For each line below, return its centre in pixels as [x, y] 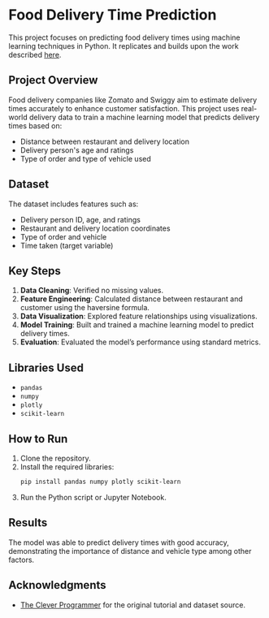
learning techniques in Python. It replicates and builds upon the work [124, 45]
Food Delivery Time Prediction [113, 15]
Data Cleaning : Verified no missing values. [92, 291]
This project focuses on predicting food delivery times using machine [124, 37]
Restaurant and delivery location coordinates [95, 228]
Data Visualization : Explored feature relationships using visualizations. [139, 316]
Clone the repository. [55, 458]
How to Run [38, 439]
